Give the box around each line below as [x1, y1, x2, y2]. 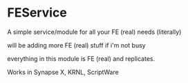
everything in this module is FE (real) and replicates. [7, 54, 156, 63]
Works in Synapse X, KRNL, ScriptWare [7, 68, 119, 76]
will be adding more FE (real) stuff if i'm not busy [7, 41, 147, 49]
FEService [7, 5, 67, 21]
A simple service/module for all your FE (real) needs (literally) [7, 28, 182, 36]
